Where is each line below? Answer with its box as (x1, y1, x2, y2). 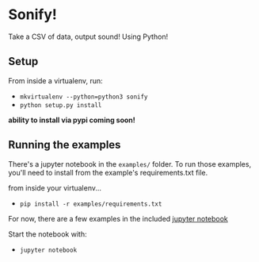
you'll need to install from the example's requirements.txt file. (8, 168, 208, 177)
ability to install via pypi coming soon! (8, 115, 136, 125)
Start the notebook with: (8, 229, 87, 239)
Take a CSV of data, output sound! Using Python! (8, 32, 169, 41)
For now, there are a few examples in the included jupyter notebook (8, 214, 228, 223)
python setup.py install (19, 101, 102, 109)
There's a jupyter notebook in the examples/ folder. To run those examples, (8, 159, 252, 168)
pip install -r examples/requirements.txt (19, 200, 162, 208)
